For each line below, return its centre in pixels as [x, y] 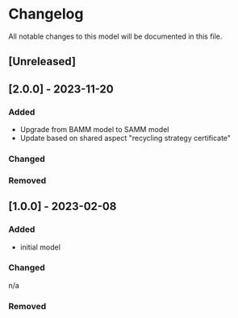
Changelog [46, 14]
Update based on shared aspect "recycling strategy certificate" [125, 138]
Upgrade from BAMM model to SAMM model [94, 130]
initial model [40, 247]
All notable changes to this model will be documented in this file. [115, 36]
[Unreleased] [42, 62]
